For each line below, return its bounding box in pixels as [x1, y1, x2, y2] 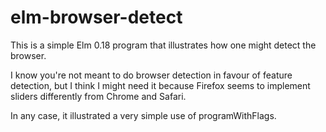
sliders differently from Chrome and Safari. [10, 90, 187, 102]
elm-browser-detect [10, 6, 183, 29]
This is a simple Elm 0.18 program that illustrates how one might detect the [10, 39, 317, 51]
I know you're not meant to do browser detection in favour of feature [10, 69, 293, 81]
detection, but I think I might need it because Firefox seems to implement [10, 79, 311, 91]
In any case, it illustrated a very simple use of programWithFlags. [10, 109, 277, 121]
